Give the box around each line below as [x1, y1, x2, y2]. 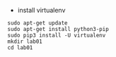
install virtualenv [17, 6, 66, 14]
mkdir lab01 [7, 38, 42, 45]
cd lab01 [7, 44, 33, 51]
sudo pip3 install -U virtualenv [7, 32, 106, 39]
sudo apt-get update [7, 20, 69, 27]
